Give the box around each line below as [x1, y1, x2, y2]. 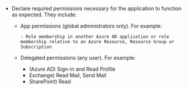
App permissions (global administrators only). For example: [20, 23, 163, 29]
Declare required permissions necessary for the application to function [11, 5, 182, 12]
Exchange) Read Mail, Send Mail [29, 72, 107, 78]
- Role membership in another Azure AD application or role [20, 34, 170, 40]
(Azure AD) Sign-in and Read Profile [29, 65, 115, 72]
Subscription [20, 44, 52, 50]
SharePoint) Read [29, 78, 71, 85]
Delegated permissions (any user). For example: [20, 54, 136, 61]
